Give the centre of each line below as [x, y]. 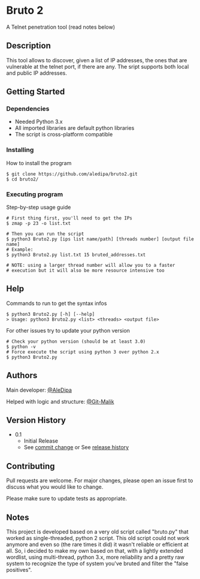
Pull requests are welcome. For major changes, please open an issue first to [100, 481]
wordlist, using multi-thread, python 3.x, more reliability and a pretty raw [95, 557]
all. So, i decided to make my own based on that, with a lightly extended [95, 551]
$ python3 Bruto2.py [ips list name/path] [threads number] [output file [100, 239]
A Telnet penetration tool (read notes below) [61, 27]
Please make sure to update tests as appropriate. [67, 499]
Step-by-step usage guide [39, 208]
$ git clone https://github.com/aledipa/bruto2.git [72, 174]
